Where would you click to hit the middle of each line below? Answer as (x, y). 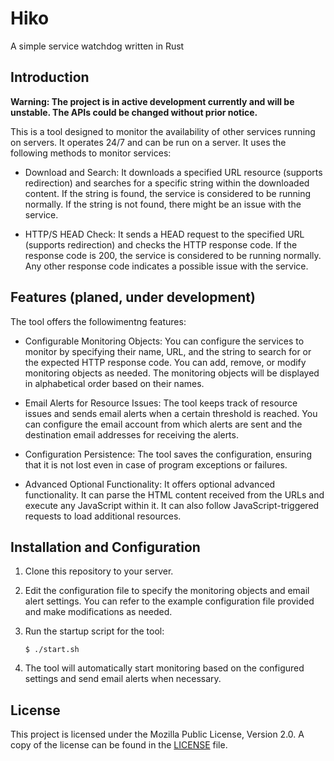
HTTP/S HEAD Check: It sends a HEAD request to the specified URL (164, 234)
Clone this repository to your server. (99, 571)
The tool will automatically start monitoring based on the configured (164, 668)
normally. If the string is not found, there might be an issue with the (163, 204)
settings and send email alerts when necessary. (123, 679)
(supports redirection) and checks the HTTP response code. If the (161, 244)
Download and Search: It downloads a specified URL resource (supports (173, 172)
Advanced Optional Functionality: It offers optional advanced (150, 484)
